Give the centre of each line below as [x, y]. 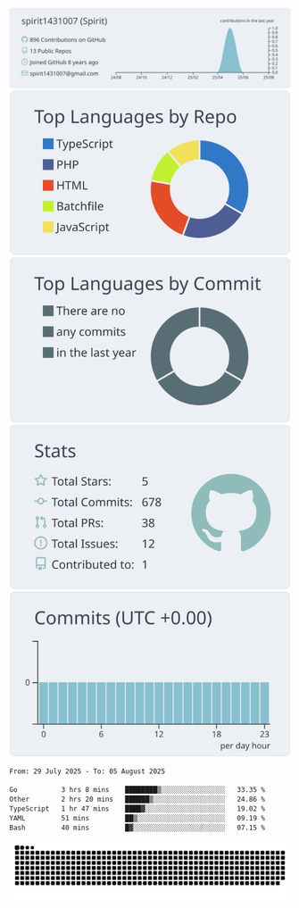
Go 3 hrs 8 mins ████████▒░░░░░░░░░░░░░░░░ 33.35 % [137, 790]
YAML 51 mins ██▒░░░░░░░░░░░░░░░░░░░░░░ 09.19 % [137, 818]
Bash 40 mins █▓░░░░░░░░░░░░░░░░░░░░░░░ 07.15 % [137, 828]
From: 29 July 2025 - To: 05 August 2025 [87, 771]
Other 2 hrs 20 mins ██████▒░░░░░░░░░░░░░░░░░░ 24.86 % [137, 800]
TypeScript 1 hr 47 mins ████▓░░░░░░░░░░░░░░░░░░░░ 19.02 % [137, 809]
